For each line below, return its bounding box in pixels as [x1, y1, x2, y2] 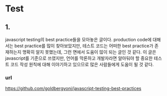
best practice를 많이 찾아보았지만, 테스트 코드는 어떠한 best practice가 [14, 43, 154, 49]
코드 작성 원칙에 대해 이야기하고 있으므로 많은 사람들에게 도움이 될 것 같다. [10, 62, 154, 67]
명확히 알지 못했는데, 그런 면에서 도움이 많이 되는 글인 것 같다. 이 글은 [22, 49, 157, 55]
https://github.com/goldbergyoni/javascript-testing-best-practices [5, 86, 142, 92]
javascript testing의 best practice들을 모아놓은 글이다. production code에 [5, 37, 152, 42]
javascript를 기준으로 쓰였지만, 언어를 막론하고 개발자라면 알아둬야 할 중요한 [5, 55, 153, 61]
